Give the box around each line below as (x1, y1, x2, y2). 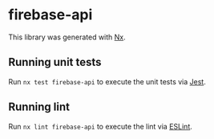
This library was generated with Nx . (8, 32, 126, 42)
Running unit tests (8, 55, 102, 69)
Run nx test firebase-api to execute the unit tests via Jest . (8, 76, 206, 86)
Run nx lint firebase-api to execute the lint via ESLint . (8, 121, 192, 131)
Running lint (8, 100, 71, 114)
